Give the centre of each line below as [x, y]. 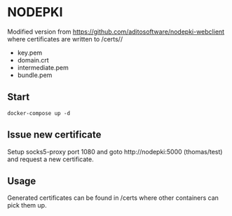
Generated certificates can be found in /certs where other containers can [113, 198]
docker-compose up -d [39, 113]
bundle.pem [35, 75]
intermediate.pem [43, 67]
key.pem [30, 53]
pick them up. [27, 205]
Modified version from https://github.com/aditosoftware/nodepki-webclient [116, 32]
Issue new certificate [54, 135]
